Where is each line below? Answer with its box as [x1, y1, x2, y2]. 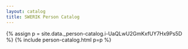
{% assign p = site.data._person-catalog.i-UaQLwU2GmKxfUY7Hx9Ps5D [6, 30, 183, 37]
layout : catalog [6, 8, 46, 15]
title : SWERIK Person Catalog [6, 14, 80, 20]
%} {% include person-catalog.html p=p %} [6, 36, 112, 43]
